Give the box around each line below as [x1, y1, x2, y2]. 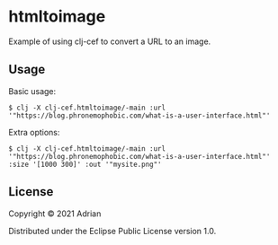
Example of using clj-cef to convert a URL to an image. [8, 36, 211, 47]
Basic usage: [8, 85, 57, 96]
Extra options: [8, 127, 60, 137]
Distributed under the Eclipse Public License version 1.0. [8, 225, 217, 236]
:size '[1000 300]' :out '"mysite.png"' [8, 160, 163, 169]
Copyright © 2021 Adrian [8, 208, 102, 219]
